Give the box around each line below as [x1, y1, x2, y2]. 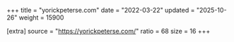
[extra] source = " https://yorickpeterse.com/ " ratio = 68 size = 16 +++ [6, 27, 211, 35]
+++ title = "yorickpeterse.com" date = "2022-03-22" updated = [6, 6, 195, 14]
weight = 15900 [18, 13, 64, 22]
